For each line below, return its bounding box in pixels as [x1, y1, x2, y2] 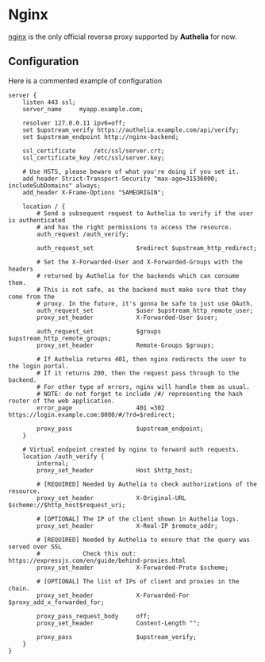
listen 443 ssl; [22, 98, 77, 106]
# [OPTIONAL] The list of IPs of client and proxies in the [36, 577, 240, 585]
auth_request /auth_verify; [36, 230, 129, 238]
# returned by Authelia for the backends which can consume [36, 271, 240, 279]
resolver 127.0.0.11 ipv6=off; [22, 119, 126, 127]
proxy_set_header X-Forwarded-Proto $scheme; [36, 564, 229, 572]
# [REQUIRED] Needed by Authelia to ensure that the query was [36, 536, 250, 544]
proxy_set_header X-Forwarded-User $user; [36, 314, 218, 321]
